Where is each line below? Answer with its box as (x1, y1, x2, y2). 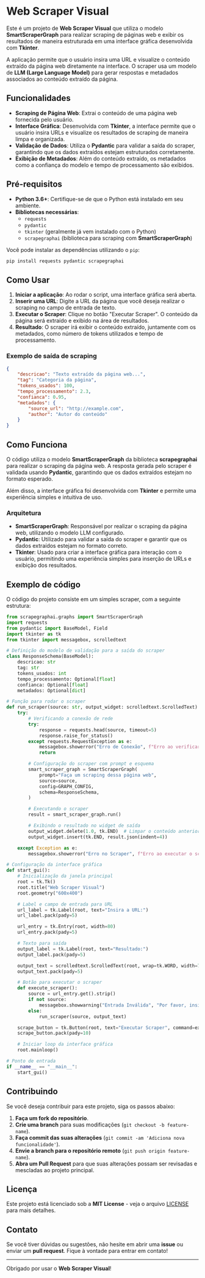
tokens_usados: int (17, 670, 67, 676)
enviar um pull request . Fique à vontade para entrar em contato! (6, 1247, 168, 1255)
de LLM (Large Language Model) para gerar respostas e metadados (6, 68, 179, 76)
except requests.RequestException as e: (28, 738, 132, 744)
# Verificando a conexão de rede (28, 715, 113, 722)
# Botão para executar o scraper (17, 980, 103, 986)
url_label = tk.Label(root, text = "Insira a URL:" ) (17, 907, 149, 913)
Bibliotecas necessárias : (15, 208, 79, 215)
